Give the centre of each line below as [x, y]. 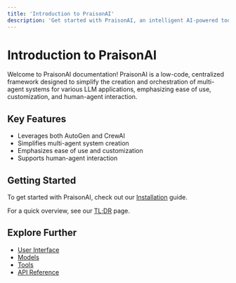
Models [28, 257]
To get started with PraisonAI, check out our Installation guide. [97, 197]
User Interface [38, 249]
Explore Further [42, 233]
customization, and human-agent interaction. [72, 97]
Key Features [37, 119]
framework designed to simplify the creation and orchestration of [101, 82]
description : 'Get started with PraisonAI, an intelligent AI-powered [113, 20]
